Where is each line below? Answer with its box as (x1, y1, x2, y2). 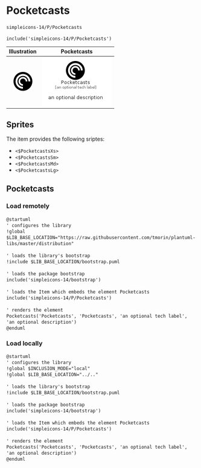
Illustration (8, 48, 37, 55)
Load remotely (6, 202, 50, 210)
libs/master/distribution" (6, 240, 74, 246)
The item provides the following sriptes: (6, 135, 105, 143)
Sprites (6, 119, 34, 130)
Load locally (6, 339, 43, 347)
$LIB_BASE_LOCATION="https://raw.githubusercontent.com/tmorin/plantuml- (6, 234, 196, 240)
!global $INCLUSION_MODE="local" (6, 365, 91, 371)
